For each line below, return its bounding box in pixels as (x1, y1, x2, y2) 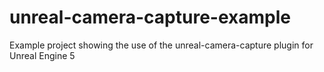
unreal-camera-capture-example (9, 6, 291, 29)
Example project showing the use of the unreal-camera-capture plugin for (9, 39, 314, 51)
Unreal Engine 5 (9, 49, 76, 61)
